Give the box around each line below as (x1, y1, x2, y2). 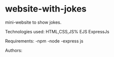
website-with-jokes (5, 3, 87, 14)
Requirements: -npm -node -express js (5, 38, 84, 44)
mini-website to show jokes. (5, 19, 62, 25)
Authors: (5, 47, 23, 53)
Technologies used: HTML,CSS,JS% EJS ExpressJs (5, 28, 110, 34)
